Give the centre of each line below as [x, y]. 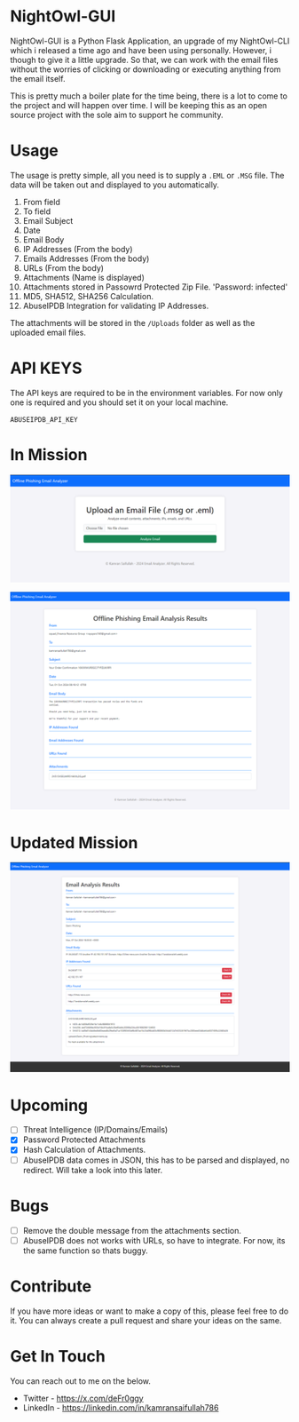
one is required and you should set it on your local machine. [119, 402]
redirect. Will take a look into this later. [93, 1170]
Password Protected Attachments [84, 1140]
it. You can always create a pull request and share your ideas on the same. [146, 1320]
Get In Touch [58, 1356]
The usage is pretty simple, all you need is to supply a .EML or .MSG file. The [147, 175]
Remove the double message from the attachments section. [132, 1230]
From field [41, 202]
